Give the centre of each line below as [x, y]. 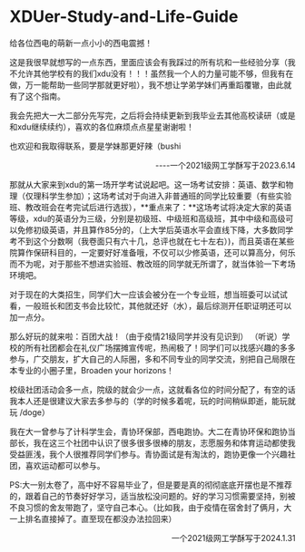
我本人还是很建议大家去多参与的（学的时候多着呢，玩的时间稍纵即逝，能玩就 [152, 401]
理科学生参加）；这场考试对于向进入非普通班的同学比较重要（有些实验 [162, 196]
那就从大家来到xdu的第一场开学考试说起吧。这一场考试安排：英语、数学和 [148, 184]
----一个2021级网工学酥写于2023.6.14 [225, 165]
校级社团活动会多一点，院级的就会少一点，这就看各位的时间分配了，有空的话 [152, 389]
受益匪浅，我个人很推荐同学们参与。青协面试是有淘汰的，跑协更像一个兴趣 [148, 454]
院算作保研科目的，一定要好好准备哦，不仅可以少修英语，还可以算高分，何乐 [152, 252]
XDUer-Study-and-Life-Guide [124, 17]
